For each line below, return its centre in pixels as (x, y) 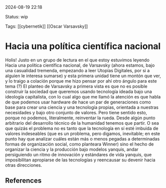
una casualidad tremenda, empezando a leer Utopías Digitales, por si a (78, 70)
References (23, 181)
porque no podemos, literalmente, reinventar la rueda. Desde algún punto (80, 118)
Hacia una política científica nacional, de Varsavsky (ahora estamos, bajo (80, 65)
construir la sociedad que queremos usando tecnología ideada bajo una (79, 92)
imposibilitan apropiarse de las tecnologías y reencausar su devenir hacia (80, 160)
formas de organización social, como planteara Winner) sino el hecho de (80, 144)
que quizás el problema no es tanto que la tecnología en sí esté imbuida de (82, 128)
